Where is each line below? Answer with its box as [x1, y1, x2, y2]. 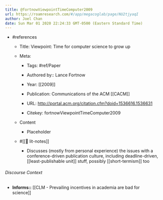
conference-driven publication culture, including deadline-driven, [26, 153, 159, 159]
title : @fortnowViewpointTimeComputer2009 [5, 7, 93, 12]
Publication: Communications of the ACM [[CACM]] [26, 91, 130, 97]
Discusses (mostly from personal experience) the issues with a [26, 148, 153, 154]
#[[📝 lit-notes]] [19, 138, 50, 144]
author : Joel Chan [5, 16, 42, 21]
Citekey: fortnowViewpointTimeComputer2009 [26, 110, 121, 116]
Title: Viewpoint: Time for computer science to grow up [19, 44, 131, 49]
